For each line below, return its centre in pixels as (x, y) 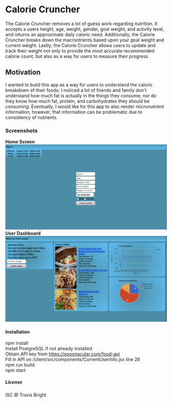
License (14, 382)
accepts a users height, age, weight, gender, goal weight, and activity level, (85, 29)
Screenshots (21, 131)
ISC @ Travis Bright (26, 395)
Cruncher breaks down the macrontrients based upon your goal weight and (85, 40)
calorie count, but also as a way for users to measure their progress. (77, 56)
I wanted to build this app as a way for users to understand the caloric (79, 84)
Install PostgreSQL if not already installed (49, 349)
